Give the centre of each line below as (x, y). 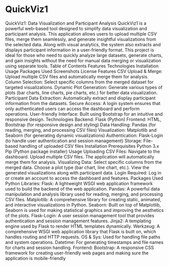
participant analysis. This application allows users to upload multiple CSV (81, 34)
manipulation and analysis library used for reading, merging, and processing (84, 194)
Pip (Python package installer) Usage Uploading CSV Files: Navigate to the (82, 151)
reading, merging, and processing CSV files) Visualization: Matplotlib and (81, 130)
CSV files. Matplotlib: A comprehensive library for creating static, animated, (83, 199)
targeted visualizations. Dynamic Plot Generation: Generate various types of (84, 87)
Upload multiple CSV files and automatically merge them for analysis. (77, 76)
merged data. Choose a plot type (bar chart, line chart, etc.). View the (77, 167)
